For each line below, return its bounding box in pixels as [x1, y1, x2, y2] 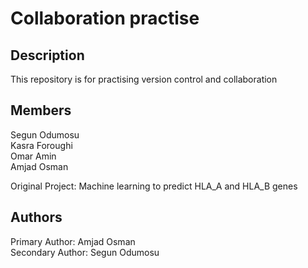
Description [10, 47, 85, 64]
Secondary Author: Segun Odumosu [10, 246, 160, 258]
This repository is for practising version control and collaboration [10, 73, 278, 85]
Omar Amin [10, 150, 57, 162]
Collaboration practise [10, 7, 200, 30]
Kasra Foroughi [10, 139, 73, 151]
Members [10, 102, 72, 119]
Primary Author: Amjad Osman [10, 235, 136, 247]
